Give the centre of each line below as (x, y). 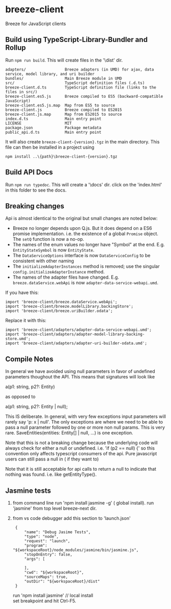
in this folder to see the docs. (36, 190)
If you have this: (22, 292)
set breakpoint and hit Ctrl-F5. (44, 601)
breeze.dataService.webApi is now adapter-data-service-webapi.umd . (86, 283)
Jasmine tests (28, 490)
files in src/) (21, 92)
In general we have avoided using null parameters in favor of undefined (80, 371)
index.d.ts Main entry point (53, 119)
